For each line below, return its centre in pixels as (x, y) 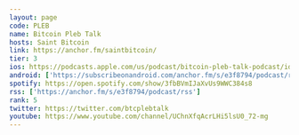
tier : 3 (24, 59)
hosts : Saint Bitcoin (49, 42)
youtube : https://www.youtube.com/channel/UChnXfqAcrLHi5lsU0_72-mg (139, 116)
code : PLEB (29, 26)
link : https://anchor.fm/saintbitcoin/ (83, 51)
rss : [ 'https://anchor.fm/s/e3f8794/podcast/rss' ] (105, 91)
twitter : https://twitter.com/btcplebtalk (89, 108)
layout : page (33, 17)
